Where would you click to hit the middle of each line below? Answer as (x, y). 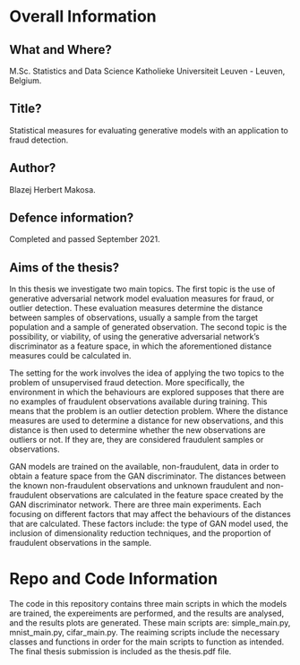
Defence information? (72, 218)
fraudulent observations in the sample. (81, 543)
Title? (26, 109)
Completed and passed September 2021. (85, 239)
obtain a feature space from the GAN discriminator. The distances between (148, 476)
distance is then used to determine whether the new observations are (137, 430)
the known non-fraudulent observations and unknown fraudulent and (137, 486)
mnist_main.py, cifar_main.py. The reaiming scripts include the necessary (145, 633)
